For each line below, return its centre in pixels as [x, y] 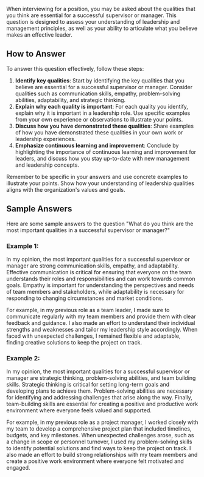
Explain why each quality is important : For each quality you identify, [102, 106]
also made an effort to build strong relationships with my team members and [102, 455]
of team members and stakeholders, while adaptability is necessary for [95, 291]
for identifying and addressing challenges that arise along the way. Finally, [100, 398]
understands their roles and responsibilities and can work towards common [101, 279]
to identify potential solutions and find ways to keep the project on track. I [99, 448]
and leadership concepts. [47, 165]
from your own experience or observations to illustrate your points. [99, 119]
